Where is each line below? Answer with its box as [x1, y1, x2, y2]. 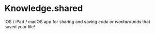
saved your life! [4, 23, 35, 29]
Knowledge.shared [4, 3, 83, 14]
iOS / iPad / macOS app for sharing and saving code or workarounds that [4, 19, 151, 24]
